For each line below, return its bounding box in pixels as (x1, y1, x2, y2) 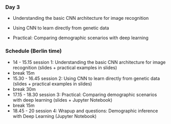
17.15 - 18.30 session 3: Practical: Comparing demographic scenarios (12, 91, 157, 98)
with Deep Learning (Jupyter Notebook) (12, 113, 97, 119)
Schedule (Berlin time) (5, 47, 62, 54)
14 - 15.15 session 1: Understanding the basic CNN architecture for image (12, 59, 166, 65)
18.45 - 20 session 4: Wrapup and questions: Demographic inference (12, 108, 158, 114)
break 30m (12, 86, 36, 92)
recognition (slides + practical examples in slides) (12, 65, 117, 71)
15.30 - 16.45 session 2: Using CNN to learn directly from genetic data (12, 75, 160, 81)
